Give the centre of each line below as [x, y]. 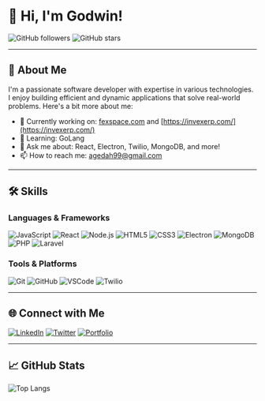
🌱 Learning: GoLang [52, 138]
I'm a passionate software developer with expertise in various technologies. [131, 89]
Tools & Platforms [43, 264]
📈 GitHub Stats [47, 365]
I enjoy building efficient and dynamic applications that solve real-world [124, 97]
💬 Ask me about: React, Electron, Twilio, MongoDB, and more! [120, 146]
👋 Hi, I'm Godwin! [66, 16]
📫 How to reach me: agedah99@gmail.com [91, 155]
